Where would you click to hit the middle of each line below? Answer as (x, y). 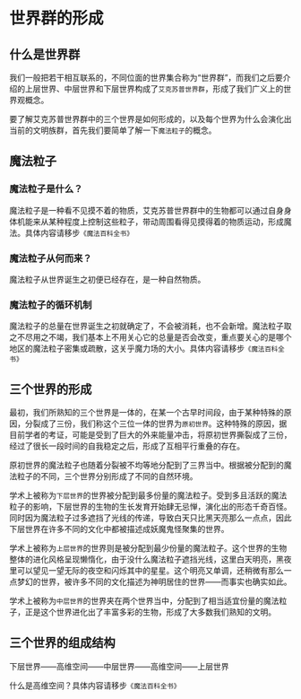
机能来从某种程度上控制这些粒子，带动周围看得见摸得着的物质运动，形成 (150, 222)
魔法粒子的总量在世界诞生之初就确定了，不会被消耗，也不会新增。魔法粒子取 (150, 326)
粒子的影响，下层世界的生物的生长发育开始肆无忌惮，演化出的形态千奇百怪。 (150, 507)
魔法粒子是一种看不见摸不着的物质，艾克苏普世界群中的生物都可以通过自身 (146, 210)
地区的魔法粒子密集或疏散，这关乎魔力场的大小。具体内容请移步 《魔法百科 (144, 349)
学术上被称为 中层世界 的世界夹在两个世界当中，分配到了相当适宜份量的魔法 (144, 601)
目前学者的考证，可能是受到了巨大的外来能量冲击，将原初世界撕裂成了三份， (150, 435)
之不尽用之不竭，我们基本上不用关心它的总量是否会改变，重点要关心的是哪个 (150, 337)
